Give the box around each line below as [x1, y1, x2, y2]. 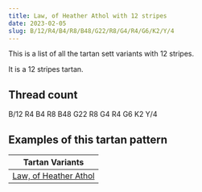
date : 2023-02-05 [8, 19, 67, 27]
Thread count [8, 88, 78, 102]
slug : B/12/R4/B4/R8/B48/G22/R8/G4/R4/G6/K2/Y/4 [8, 27, 175, 35]
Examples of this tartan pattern [8, 132, 167, 146]
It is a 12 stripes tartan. [8, 65, 84, 74]
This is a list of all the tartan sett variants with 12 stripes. [8, 49, 195, 59]
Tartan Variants [23, 157, 85, 168]
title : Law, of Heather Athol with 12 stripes [8, 11, 167, 20]
